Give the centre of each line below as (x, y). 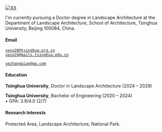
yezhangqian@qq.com (26, 64)
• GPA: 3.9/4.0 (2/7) (26, 101)
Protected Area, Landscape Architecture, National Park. (63, 124)
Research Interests (25, 113)
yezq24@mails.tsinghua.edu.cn (37, 55)
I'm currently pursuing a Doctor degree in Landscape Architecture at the (80, 17)
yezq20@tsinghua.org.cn (30, 50)
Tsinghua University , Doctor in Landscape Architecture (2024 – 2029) (79, 86)
